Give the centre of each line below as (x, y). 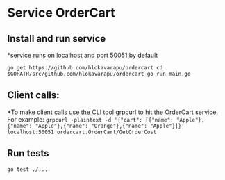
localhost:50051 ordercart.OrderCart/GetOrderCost (82, 132)
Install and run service (57, 39)
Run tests (28, 153)
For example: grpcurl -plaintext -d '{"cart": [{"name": (90, 119)
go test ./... (28, 169)
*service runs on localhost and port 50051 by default (83, 55)
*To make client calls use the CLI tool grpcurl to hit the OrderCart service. (113, 112)
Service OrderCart (61, 13)
